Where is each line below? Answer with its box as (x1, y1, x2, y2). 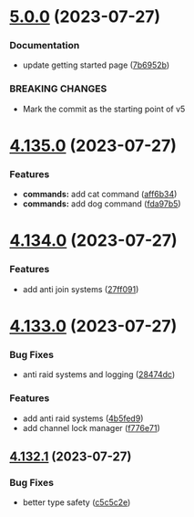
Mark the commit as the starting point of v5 (22, 103, 186, 114)
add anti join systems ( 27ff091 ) (22, 283, 139, 294)
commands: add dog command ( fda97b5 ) (22, 198, 181, 209)
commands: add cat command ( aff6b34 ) (22, 189, 178, 200)
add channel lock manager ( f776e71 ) (22, 422, 161, 433)
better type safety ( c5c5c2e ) (22, 497, 131, 508)
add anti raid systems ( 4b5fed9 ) (22, 413, 144, 424)
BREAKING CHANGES (9, 82, 107, 95)
